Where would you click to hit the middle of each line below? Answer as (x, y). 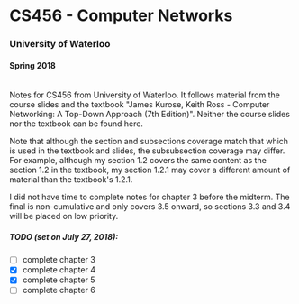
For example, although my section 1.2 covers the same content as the (138, 161)
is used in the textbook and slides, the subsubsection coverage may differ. (147, 151)
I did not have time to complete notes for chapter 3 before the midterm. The (149, 197)
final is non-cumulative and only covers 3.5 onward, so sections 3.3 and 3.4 (150, 207)
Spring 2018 (32, 65)
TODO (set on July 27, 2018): (64, 236)
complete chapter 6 (59, 290)
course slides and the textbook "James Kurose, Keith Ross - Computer (140, 105)
